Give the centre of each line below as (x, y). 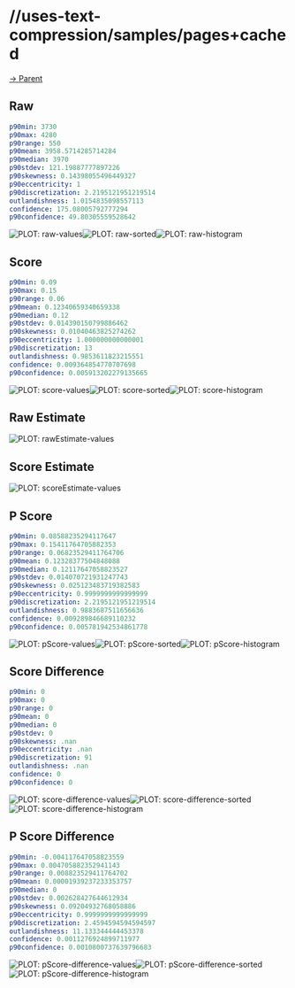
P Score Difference (62, 837)
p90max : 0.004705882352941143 (65, 865)
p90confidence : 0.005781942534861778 (79, 627)
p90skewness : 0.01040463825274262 (73, 332)
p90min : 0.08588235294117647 (63, 536)
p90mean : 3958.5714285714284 (63, 151)
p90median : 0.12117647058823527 (68, 569)
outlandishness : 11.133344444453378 (76, 931)
